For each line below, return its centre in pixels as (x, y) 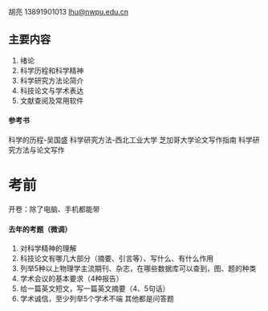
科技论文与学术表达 (52, 90)
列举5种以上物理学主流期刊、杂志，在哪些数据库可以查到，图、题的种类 (138, 268)
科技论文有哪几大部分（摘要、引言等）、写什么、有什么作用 (117, 259)
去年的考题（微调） (40, 229)
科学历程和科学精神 (52, 70)
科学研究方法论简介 (52, 80)
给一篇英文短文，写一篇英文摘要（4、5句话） (95, 288)
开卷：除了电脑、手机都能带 (54, 209)
